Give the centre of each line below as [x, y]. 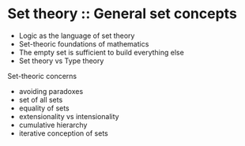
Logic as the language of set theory [77, 36]
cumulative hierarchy [53, 125]
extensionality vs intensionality [69, 116]
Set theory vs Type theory [61, 61]
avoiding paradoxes [51, 91]
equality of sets [44, 108]
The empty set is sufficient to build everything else [102, 52]
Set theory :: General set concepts [122, 14]
